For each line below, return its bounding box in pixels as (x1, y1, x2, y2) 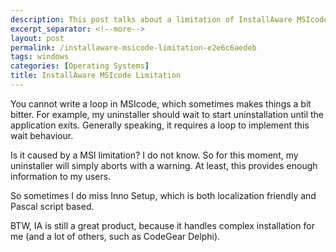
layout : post (10, 33, 65, 43)
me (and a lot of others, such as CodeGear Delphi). (10, 230, 221, 242)
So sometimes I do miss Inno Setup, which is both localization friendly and (10, 189, 317, 201)
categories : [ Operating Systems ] (10, 61, 150, 71)
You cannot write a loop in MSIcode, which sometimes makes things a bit (10, 97, 312, 110)
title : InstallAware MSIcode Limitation (10, 71, 182, 81)
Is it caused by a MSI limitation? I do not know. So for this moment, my (10, 149, 299, 161)
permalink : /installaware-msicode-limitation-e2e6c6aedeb (10, 42, 257, 53)
